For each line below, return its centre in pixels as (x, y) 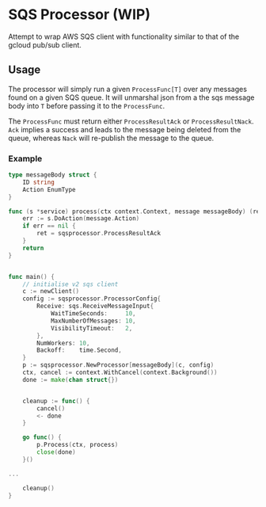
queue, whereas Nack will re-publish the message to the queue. (111, 138)
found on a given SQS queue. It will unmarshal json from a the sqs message (131, 97)
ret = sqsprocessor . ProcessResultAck (99, 234)
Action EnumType (49, 189)
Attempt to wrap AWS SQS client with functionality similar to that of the (124, 36)
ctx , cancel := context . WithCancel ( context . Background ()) (120, 373)
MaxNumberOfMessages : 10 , (93, 321)
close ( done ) (57, 452)
